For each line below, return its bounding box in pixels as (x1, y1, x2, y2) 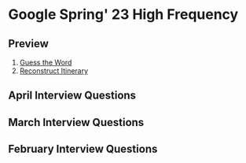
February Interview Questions (8, 143, 158, 156)
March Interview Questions (8, 116, 145, 129)
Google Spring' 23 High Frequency (8, 6, 239, 24)
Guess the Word (19, 57, 72, 67)
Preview (8, 37, 50, 50)
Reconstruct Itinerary (19, 66, 89, 76)
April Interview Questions (8, 89, 136, 102)
